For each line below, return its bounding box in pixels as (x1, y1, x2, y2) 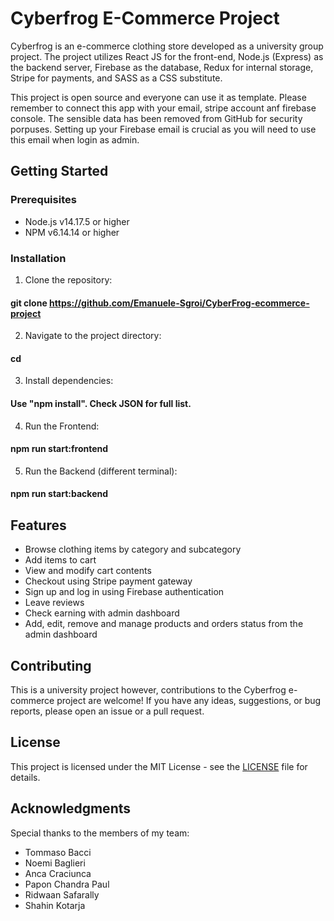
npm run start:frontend (10, 443, 109, 455)
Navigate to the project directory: (24, 330, 162, 342)
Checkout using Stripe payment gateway (24, 575, 193, 587)
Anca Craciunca (24, 867, 92, 879)
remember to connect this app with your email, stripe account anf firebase (10, 102, 317, 114)
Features (10, 517, 67, 534)
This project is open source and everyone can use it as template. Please (10, 91, 307, 103)
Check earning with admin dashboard (24, 607, 180, 619)
